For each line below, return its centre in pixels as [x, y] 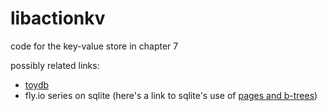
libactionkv [58, 18]
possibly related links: [55, 65]
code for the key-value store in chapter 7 [94, 46]
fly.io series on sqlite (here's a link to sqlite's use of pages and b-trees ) [171, 95]
